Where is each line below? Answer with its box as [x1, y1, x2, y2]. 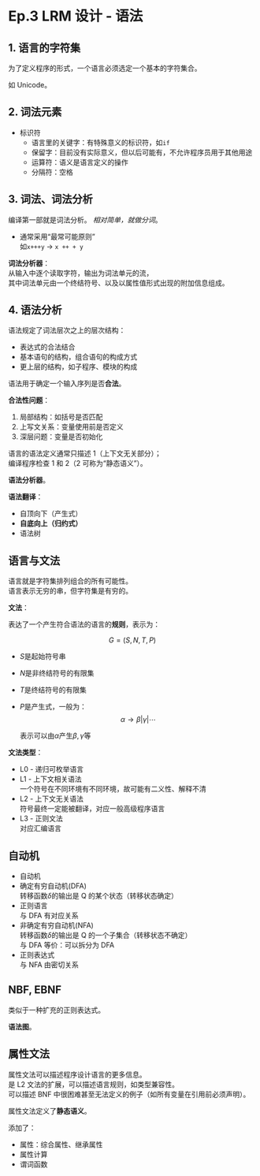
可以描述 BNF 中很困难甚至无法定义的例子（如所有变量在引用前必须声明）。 [8, 1089, 251, 1099]
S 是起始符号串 [19, 652, 66, 661]
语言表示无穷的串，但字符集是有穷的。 [8, 586, 132, 596]
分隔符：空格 [31, 167, 73, 177]
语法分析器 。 [8, 475, 50, 485]
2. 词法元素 [8, 106, 62, 119]
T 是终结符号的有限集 [19, 685, 87, 694]
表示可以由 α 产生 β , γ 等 [19, 731, 91, 741]
